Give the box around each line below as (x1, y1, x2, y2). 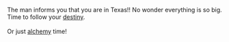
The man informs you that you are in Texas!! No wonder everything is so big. (7, 6, 222, 14)
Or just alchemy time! (7, 27, 67, 35)
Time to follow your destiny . (7, 13, 85, 21)
